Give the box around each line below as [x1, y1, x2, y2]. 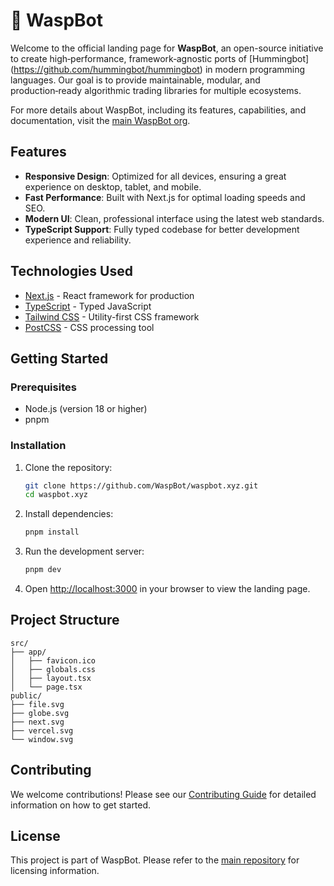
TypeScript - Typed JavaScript [24, 300, 152, 312]
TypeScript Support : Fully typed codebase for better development [24, 223, 300, 235]
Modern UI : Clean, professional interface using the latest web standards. [24, 212, 325, 224]
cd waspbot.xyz [24, 490, 89, 500]
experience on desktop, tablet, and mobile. [24, 180, 202, 193]
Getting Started [10, 350, 109, 367]
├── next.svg [10, 717, 65, 727]
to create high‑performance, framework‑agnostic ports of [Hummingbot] [10, 52, 310, 64]
